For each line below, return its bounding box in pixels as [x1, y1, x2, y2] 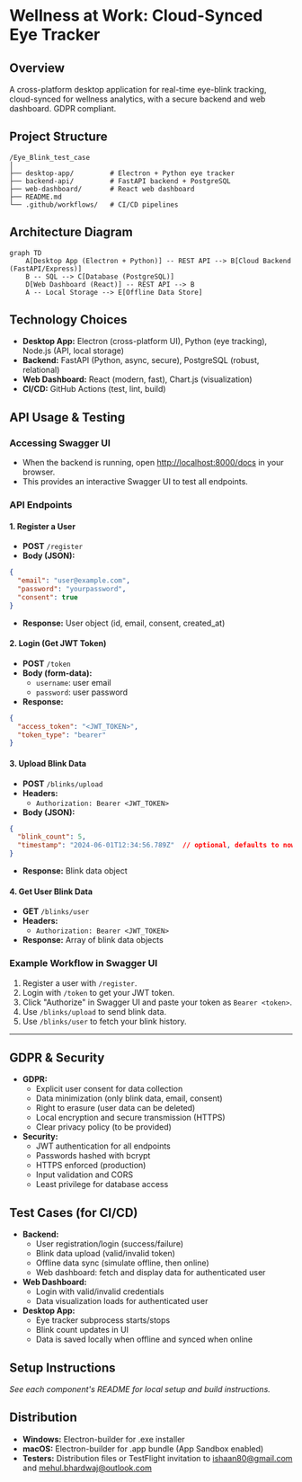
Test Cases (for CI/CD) [9, 1205, 138, 1220]
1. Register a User [9, 520, 76, 531]
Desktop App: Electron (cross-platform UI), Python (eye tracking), [22, 336, 268, 347]
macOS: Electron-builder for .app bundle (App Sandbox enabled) [22, 1443, 264, 1454]
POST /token [22, 658, 71, 669]
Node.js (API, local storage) [22, 345, 124, 356]
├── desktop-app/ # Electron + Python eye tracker [9, 168, 235, 178]
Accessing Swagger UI [9, 437, 111, 449]
